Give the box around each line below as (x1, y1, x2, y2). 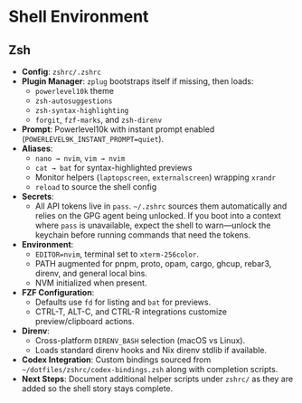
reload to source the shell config (34, 182, 157, 192)
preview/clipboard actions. (34, 316, 135, 326)
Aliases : (21, 143, 53, 154)
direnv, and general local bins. (34, 268, 148, 278)
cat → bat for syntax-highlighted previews (34, 163, 193, 173)
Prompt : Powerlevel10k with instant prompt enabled (21, 124, 215, 135)
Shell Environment (8, 6, 149, 27)
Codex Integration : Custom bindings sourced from (21, 354, 212, 365)
